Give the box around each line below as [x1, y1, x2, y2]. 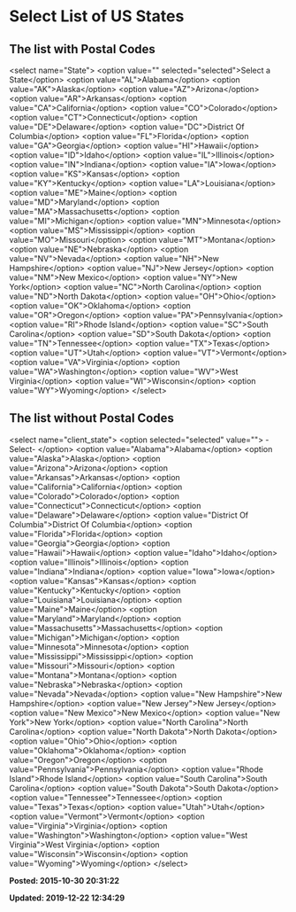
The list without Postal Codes [9, 410, 174, 426]
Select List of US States [9, 6, 185, 27]
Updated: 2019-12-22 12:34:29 [9, 893, 125, 903]
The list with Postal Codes [9, 42, 156, 57]
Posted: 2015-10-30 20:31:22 [9, 875, 120, 885]
